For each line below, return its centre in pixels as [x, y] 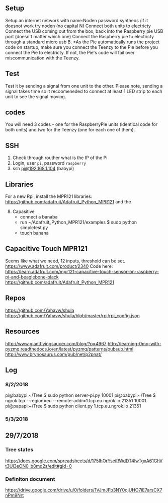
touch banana [34, 233]
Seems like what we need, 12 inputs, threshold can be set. [65, 261]
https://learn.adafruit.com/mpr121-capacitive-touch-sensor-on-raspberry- [82, 271]
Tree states [19, 450]
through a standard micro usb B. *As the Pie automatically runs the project [82, 42]
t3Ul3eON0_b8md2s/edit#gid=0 [38, 466]
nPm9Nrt [15, 495]
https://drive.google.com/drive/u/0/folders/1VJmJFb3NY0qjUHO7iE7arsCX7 [84, 490]
